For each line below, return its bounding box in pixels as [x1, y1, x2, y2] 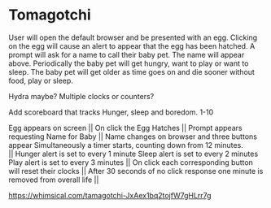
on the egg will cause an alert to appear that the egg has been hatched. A [8, 41, 256, 50]
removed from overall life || [8, 175, 99, 184]
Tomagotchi [8, 6, 91, 24]
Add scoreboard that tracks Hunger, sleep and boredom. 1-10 [8, 107, 214, 117]
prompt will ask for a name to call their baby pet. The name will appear [8, 50, 245, 59]
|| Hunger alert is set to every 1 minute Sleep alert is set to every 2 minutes [8, 149, 259, 158]
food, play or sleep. [8, 76, 73, 85]
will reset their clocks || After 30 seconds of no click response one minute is [8, 166, 264, 175]
